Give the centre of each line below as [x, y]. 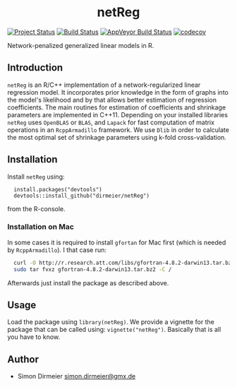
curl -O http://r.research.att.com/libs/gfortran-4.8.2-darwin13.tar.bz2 [124, 263]
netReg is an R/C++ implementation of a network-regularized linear [104, 85]
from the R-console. [36, 208]
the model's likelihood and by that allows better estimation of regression [112, 100]
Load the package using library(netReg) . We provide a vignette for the [111, 322]
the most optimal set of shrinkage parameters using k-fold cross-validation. [117, 137]
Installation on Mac [41, 227]
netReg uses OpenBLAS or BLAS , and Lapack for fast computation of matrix [111, 122]
